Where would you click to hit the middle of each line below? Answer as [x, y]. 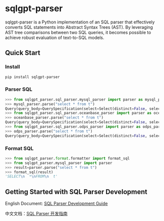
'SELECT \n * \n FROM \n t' [31, 177]
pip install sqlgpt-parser [32, 77]
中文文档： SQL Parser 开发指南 [36, 214]
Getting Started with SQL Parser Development [76, 191]
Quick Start [23, 53]
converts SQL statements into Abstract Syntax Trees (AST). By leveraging [79, 27]
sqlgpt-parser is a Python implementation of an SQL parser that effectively [80, 22]
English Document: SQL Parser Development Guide [57, 203]
